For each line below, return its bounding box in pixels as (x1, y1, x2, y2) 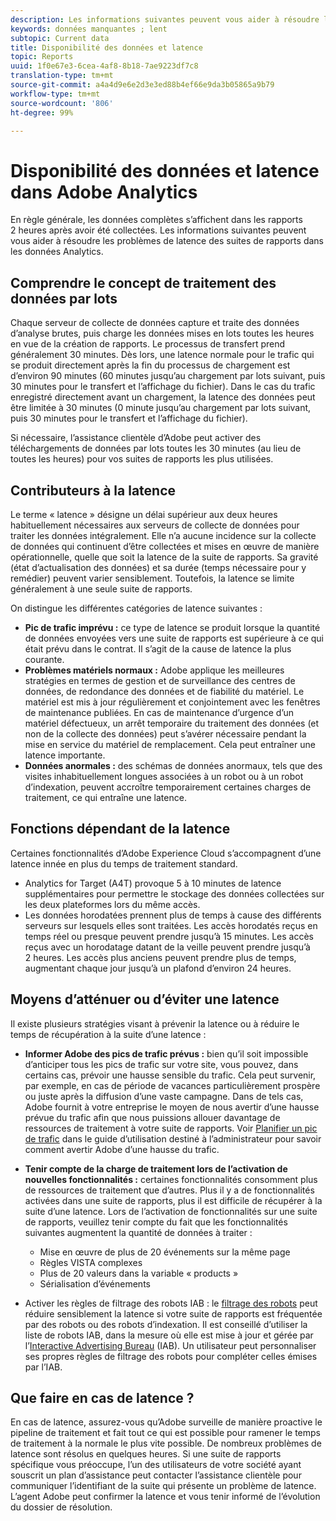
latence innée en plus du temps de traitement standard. (10, 857, 238, 870)
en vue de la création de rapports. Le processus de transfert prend (10, 338, 286, 350)
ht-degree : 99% (10, 107, 74, 118)
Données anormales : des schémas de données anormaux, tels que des (24, 759, 323, 771)
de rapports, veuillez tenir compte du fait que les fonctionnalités (24, 1216, 288, 1228)
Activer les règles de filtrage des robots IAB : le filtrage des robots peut (24, 1297, 318, 1309)
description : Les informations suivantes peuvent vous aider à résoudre (10, 14, 320, 25)
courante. (24, 653, 65, 665)
